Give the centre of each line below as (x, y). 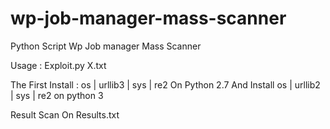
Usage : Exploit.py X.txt (58, 65)
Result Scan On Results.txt (65, 114)
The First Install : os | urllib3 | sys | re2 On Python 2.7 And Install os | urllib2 (165, 84)
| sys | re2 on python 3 (57, 95)
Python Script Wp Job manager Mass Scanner (106, 46)
